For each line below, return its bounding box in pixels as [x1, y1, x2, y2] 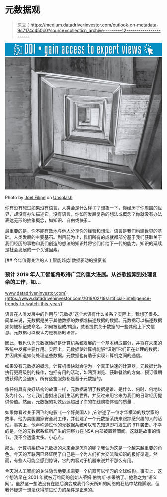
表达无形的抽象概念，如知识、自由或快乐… [5, 217, 92, 223]
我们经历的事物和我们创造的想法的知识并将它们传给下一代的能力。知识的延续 [5, 240, 162, 246]
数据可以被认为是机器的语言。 [18, 330, 80, 335]
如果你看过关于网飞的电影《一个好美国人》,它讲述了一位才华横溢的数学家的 [5, 409, 159, 415]
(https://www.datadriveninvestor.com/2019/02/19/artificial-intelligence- [5, 295, 152, 302]
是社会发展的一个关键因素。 [5, 246, 62, 252]
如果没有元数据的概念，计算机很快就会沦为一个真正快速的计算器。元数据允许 [5, 363, 162, 369]
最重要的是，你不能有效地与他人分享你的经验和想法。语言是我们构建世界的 [5, 228, 158, 234]
